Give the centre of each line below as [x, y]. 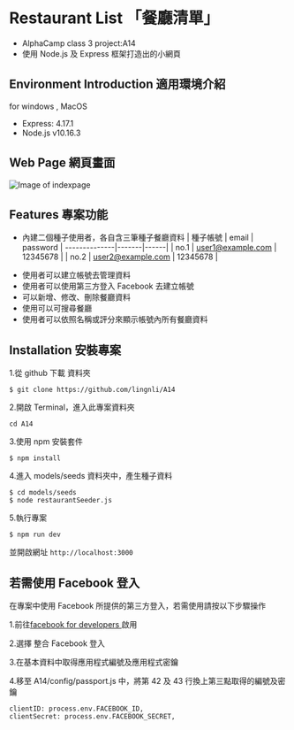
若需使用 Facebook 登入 [75, 583]
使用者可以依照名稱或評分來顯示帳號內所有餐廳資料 [115, 319]
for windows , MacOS [49, 106]
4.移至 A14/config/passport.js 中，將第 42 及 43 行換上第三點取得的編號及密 [147, 681]
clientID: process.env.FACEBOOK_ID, [76, 709]
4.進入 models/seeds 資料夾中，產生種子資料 [91, 476]
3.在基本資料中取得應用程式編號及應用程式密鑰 [94, 662]
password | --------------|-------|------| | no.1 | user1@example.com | [149, 248]
